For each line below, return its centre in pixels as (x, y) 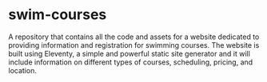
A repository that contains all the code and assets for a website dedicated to (134, 37)
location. (23, 70)
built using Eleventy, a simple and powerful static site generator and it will (129, 53)
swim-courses (58, 15)
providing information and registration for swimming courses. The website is (134, 45)
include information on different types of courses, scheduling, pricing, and (131, 62)
